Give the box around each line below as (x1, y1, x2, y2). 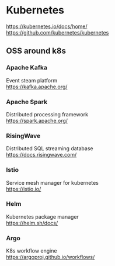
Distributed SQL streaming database (6, 145, 93, 152)
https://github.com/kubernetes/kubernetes (6, 29, 109, 36)
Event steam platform (6, 77, 58, 84)
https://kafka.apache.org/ (6, 83, 68, 90)
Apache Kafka (6, 64, 48, 72)
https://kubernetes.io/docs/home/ (6, 23, 88, 30)
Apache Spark (6, 98, 48, 106)
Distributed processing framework (6, 110, 89, 118)
